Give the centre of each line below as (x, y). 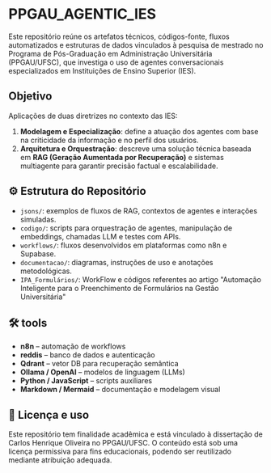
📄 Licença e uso (49, 414)
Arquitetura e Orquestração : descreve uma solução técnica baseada (136, 148)
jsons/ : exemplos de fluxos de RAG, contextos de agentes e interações (138, 210)
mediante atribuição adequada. (60, 460)
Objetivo (30, 97)
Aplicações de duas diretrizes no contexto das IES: (93, 116)
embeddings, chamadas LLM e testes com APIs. (100, 236)
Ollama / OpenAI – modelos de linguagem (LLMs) (103, 372)
